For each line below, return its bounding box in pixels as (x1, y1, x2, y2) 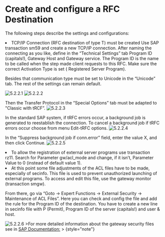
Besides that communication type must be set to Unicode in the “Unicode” (5, 75, 156, 81)
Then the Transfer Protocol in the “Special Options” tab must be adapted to (5, 100, 157, 105)
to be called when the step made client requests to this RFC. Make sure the (5, 61, 157, 67)
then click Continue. (5, 139, 46, 146)
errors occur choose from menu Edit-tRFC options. (5, 125, 108, 131)
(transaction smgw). (5, 181, 46, 187)
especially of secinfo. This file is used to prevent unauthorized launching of (5, 170, 157, 176)
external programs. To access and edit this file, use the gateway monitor (5, 175, 151, 181)
